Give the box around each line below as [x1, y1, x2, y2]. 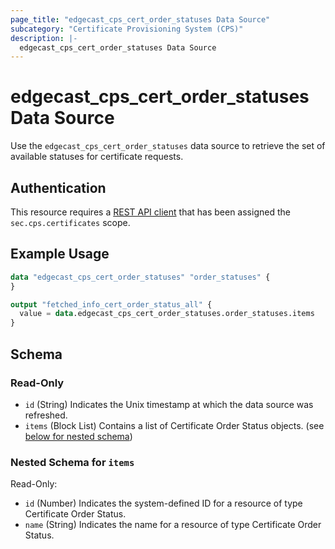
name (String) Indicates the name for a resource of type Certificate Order [24, 519, 322, 531]
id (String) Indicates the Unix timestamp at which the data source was [24, 398, 314, 410]
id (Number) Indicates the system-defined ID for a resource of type [24, 497, 303, 510]
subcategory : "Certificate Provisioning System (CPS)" [10, 24, 244, 34]
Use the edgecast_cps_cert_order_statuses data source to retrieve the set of [10, 140, 326, 152]
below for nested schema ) [24, 430, 133, 442]
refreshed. [24, 409, 68, 421]
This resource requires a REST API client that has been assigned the [10, 206, 291, 218]
